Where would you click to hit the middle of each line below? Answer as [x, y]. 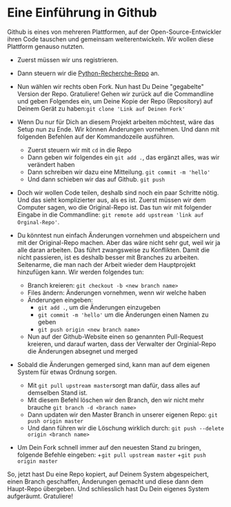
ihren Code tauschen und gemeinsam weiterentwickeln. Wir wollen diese [110, 39]
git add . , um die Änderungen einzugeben [99, 307]
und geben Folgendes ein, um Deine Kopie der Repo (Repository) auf [115, 101]
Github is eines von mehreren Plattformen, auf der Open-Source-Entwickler [114, 32]
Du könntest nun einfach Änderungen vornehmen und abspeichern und [119, 235]
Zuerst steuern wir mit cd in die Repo [80, 150]
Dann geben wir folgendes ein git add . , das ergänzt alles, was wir [123, 157]
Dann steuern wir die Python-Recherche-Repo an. [88, 73]
